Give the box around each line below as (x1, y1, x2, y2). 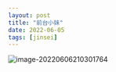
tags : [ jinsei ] (8, 33, 58, 41)
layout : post (8, 11, 51, 20)
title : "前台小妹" (8, 19, 64, 27)
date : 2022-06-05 (8, 26, 65, 34)
